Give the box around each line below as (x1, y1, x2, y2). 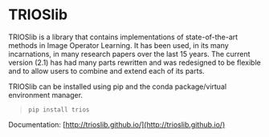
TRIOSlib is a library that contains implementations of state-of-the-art (8, 32, 238, 42)
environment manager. (8, 90, 83, 99)
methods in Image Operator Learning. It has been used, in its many (8, 40, 229, 50)
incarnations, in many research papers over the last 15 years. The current (8, 49, 251, 58)
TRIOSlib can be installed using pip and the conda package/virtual (8, 82, 227, 91)
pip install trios (27, 106, 90, 114)
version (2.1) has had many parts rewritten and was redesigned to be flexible (8, 58, 261, 67)
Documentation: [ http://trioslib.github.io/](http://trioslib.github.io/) (8, 119, 226, 129)
